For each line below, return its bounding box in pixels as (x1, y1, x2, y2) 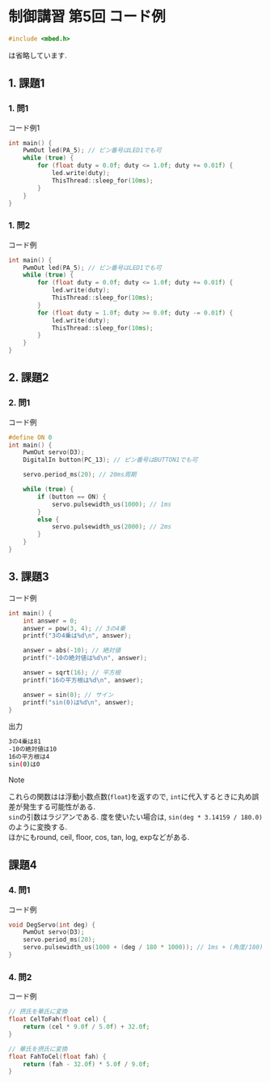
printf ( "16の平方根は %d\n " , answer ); (23, 676, 144, 684)
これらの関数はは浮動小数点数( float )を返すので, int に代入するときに (8, 791, 238, 801)
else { (37, 516, 60, 524)
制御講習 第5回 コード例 (8, 7, 166, 26)
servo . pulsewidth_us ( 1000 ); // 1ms (51, 500, 172, 508)
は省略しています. (8, 50, 67, 60)
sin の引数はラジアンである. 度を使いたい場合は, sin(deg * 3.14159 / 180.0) (8, 811, 263, 821)
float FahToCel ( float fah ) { (8, 1052, 107, 1060)
